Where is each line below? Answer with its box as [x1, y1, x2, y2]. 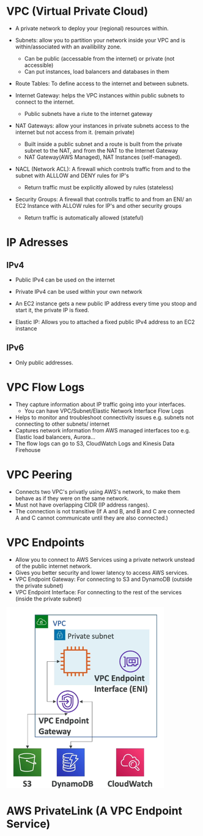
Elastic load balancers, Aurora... [15, 433, 96, 440]
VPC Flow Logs [6, 380, 85, 394]
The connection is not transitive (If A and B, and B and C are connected [15, 507, 195, 515]
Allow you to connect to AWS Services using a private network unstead [15, 556, 195, 563]
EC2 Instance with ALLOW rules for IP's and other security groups [15, 202, 182, 209]
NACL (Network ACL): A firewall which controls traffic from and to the [15, 165, 191, 172]
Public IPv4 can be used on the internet [15, 276, 115, 283]
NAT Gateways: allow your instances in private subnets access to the [15, 121, 190, 129]
